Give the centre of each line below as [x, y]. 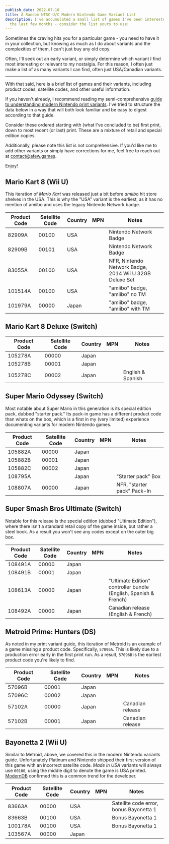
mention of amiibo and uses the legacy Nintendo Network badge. [73, 205]
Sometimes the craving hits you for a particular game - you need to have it [82, 38]
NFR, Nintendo [126, 261]
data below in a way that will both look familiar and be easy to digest [76, 110]
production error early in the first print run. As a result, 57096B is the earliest [83, 655]
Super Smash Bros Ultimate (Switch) [63, 509]
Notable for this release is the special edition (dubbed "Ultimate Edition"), [81, 521]
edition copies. [21, 136]
